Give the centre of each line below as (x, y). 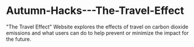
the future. (19, 39)
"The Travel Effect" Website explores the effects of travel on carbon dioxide (97, 27)
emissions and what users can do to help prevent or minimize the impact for (97, 32)
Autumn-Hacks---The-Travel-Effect (95, 11)
